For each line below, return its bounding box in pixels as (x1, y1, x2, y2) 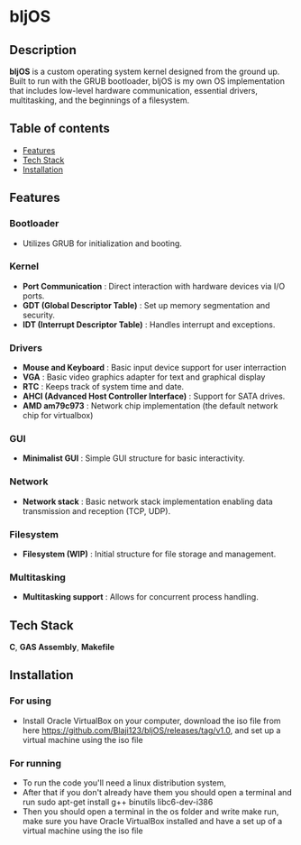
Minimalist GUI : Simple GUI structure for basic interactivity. (22, 453, 245, 464)
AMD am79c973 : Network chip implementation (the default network (22, 400, 278, 411)
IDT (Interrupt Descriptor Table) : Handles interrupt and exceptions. (22, 318, 276, 330)
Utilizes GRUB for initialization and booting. (22, 237, 183, 249)
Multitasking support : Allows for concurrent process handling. (22, 592, 259, 602)
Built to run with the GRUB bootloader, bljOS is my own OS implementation (9, 76, 286, 87)
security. (22, 309, 56, 320)
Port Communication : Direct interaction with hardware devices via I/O (22, 280, 286, 291)
